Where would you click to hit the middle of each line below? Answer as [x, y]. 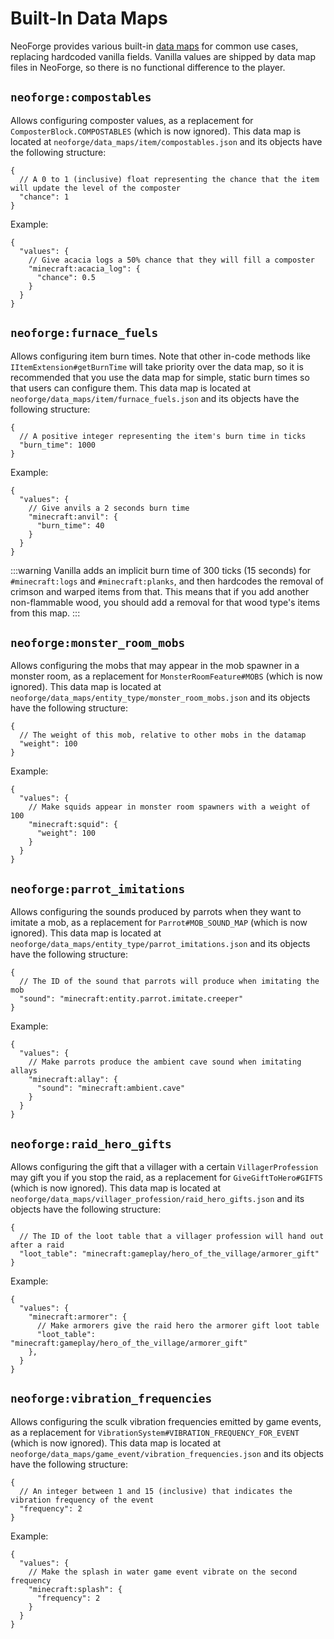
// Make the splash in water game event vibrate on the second [163, 1572]
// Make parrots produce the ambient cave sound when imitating [165, 1062]
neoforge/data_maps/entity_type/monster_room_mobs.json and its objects [160, 698]
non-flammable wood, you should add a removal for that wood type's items [165, 602]
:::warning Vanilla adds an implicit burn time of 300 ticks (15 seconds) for [161, 570]
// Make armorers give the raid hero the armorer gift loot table [178, 1326]
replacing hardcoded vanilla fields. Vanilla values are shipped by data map [163, 56]
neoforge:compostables [81, 97]
